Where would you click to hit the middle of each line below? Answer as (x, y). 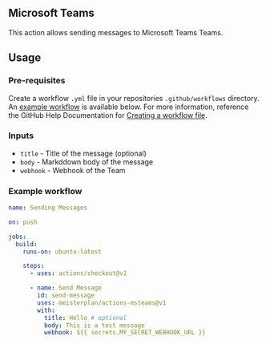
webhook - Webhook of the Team (73, 170)
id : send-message (66, 296)
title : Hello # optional (85, 318)
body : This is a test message (95, 325)
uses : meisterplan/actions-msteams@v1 (102, 303)
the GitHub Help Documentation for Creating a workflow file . (108, 115)
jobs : (17, 237)
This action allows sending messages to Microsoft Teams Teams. (116, 32)
